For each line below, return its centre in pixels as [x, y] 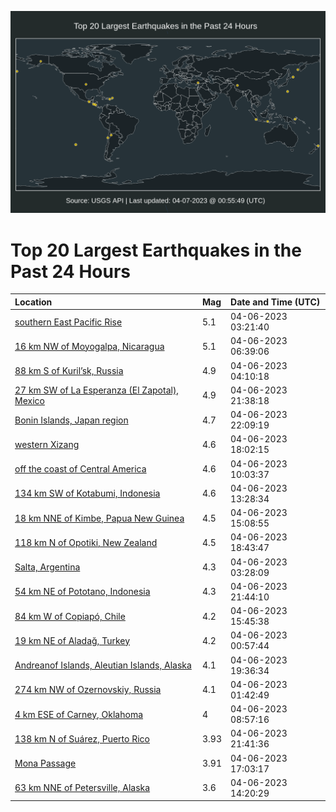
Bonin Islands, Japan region [71, 420]
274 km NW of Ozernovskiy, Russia [88, 690]
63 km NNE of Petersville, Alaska [82, 788]
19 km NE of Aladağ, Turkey [72, 640]
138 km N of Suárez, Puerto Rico [82, 738]
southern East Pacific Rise [68, 322]
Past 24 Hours [70, 271]
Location [33, 302]
